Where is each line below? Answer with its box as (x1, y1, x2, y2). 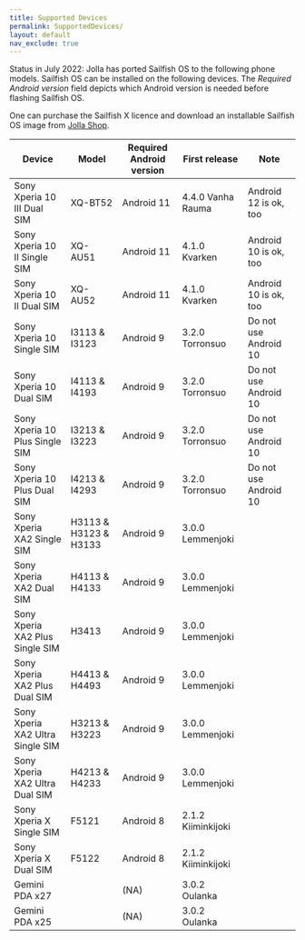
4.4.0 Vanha (182, 191, 234, 204)
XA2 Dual (14, 582, 54, 595)
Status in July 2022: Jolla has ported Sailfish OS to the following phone (9, 64, 275, 75)
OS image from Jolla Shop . (9, 120, 110, 131)
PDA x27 (14, 890, 53, 903)
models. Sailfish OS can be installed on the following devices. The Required (9, 74, 292, 85)
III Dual (14, 202, 44, 215)
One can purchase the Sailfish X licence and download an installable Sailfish (9, 110, 295, 121)
